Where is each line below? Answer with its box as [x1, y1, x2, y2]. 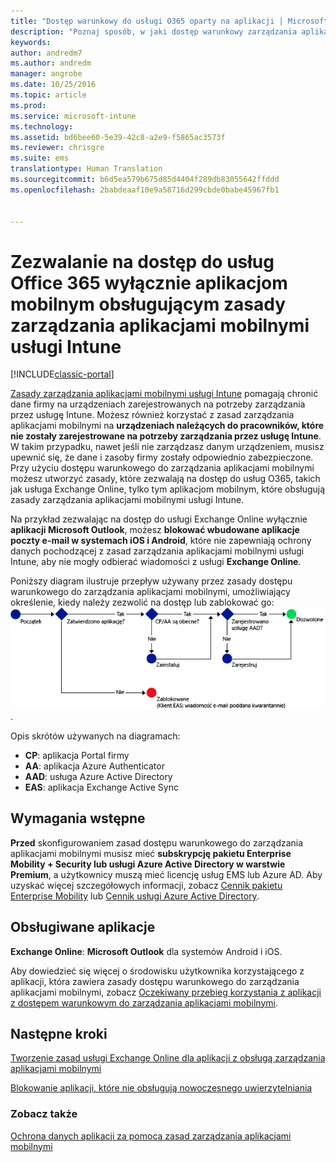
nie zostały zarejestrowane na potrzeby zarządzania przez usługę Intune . [10, 430, 322, 442]
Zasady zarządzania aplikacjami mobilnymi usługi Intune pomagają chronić [10, 388, 319, 400]
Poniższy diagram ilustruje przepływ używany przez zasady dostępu [10, 575, 293, 587]
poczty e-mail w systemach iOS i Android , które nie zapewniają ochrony [10, 535, 312, 547]
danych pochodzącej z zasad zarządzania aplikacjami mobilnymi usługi [10, 545, 305, 557]
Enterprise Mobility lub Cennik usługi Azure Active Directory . [10, 890, 260, 902]
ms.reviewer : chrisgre [10, 143, 105, 153]
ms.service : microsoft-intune [10, 111, 137, 121]
